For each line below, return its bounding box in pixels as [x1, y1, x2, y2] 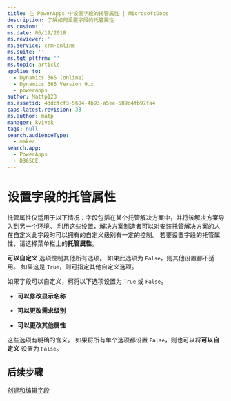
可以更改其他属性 [17, 321, 66, 329]
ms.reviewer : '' [7, 36, 54, 43]
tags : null [7, 125, 39, 132]
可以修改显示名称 [17, 291, 66, 300]
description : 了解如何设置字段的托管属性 [7, 17, 114, 23]
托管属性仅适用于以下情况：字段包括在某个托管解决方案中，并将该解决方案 [7, 213, 219, 221]
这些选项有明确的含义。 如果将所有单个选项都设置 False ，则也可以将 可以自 [7, 336, 219, 344]
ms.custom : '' [7, 23, 48, 30]
